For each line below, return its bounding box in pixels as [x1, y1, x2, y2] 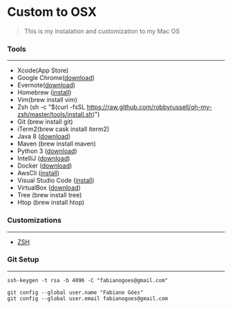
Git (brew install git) [17, 118, 74, 126]
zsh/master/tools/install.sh [17, 110, 93, 119]
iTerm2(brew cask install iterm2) [17, 125, 110, 133]
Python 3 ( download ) [17, 147, 77, 155]
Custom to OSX [7, 4, 97, 20]
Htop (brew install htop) [17, 198, 85, 207]
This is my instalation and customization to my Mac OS [23, 27, 180, 35]
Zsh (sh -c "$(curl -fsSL [17, 103, 86, 111]
